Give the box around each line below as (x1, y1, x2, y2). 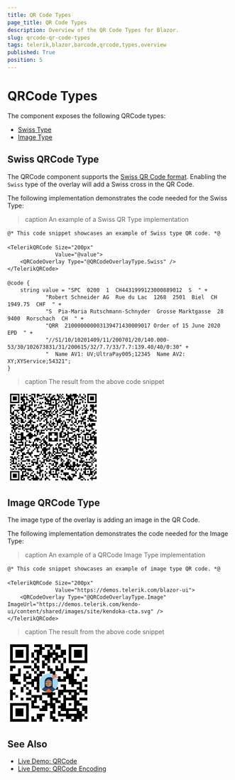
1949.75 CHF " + (7, 301, 62, 308)
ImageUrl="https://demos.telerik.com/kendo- (7, 601, 141, 608)
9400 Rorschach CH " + (7, 315, 84, 322)
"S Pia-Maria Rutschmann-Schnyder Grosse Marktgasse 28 (45, 308, 224, 315)
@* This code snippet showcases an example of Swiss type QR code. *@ (7, 230, 221, 237)
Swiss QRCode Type (7, 154, 99, 166)
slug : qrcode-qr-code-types (7, 34, 91, 41)
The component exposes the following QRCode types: (7, 111, 166, 120)
